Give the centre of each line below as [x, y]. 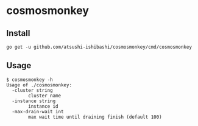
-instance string [34, 101]
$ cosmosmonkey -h [30, 80]
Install [18, 33]
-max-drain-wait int [38, 111]
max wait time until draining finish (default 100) [95, 117]
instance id [44, 106]
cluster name [45, 96]
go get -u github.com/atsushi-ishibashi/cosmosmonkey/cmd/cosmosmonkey [99, 47]
